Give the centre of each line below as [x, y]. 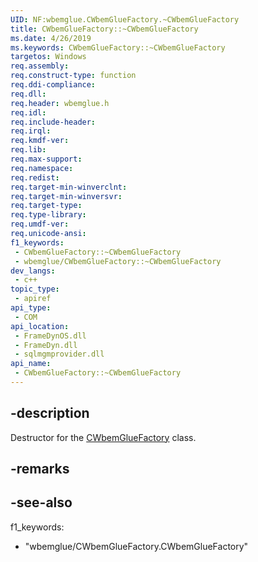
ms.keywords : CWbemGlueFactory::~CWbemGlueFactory [118, 47]
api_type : [31, 308]
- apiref [33, 299]
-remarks [40, 469]
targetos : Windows [48, 57]
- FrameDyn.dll [46, 345]
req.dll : [28, 94]
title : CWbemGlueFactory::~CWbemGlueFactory [104, 29]
